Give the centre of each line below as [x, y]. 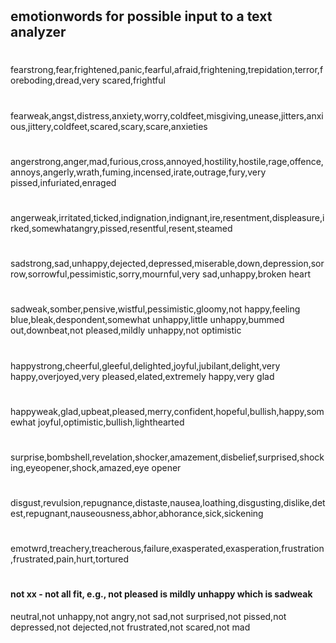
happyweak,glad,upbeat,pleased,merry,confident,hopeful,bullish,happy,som [167, 411]
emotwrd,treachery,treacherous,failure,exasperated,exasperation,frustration [167, 549]
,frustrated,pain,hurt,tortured [69, 559]
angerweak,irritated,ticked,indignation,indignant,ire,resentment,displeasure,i [167, 217]
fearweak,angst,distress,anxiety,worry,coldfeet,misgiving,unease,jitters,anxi [167, 115]
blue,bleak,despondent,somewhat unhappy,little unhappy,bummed [147, 320]
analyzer [38, 32]
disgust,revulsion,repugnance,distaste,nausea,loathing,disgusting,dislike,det [168, 503]
